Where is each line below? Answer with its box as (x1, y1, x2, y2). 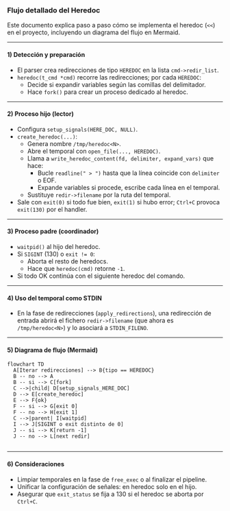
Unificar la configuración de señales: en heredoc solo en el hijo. (16, 482, 197, 490)
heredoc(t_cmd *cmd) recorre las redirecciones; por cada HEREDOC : (16, 73, 202, 81)
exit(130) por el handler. (16, 205, 88, 213)
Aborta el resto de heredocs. (27, 257, 108, 265)
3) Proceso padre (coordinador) (7, 227, 99, 235)
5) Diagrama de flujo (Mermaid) (7, 346, 98, 354)
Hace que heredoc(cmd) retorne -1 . (27, 264, 125, 272)
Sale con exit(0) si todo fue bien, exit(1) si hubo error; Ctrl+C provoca (16, 198, 220, 206)
